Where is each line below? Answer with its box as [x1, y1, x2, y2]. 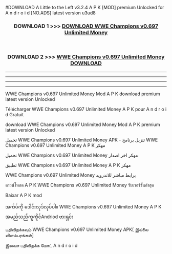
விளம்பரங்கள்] [5, 232, 34, 238]
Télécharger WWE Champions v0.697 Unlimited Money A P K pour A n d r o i [5, 106, 167, 112]
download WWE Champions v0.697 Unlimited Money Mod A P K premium [5, 121, 160, 128]
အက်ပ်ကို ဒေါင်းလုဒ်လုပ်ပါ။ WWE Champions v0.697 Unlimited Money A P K [5, 203, 162, 209]
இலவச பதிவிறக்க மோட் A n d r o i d [5, 242, 78, 248]
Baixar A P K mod [5, 192, 42, 198]
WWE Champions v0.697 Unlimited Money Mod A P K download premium [5, 91, 160, 97]
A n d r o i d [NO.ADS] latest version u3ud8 [5, 10, 96, 16]
